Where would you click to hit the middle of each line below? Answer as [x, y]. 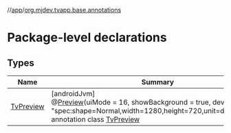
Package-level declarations [87, 38]
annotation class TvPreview [96, 119]
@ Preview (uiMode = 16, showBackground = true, [131, 102]
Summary [157, 82]
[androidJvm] [73, 94]
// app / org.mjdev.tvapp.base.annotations [64, 10]
